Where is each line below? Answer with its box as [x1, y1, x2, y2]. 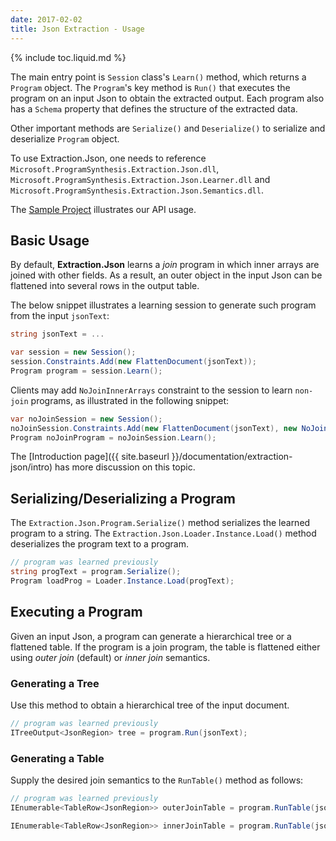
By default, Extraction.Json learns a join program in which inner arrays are [10, 259, 320, 271]
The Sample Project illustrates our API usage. [10, 203, 197, 215]
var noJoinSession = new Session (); [10, 414, 163, 424]
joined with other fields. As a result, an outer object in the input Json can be [10, 269, 323, 281]
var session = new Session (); [10, 347, 137, 358]
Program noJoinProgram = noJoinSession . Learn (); [10, 432, 217, 443]
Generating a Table [10, 751, 105, 765]
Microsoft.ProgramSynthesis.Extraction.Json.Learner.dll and [10, 173, 271, 185]
